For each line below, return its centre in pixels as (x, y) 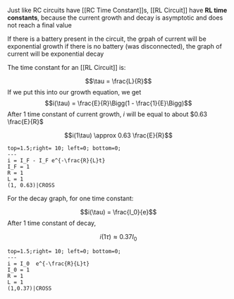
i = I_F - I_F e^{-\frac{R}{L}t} (56, 161)
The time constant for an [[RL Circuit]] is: (67, 67)
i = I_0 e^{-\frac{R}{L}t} (49, 264)
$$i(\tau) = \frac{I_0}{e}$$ (118, 212)
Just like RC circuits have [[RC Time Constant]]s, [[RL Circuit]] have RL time (117, 10)
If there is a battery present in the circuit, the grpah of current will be (107, 39)
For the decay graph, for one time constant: (70, 198)
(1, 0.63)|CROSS (31, 185)
